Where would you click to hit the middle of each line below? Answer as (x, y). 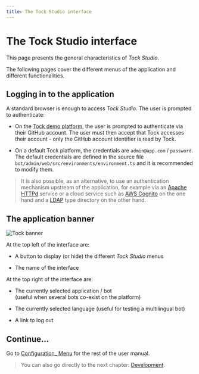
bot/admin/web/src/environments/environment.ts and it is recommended (104, 163)
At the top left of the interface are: (48, 245)
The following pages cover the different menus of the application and (91, 69)
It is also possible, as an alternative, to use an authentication (95, 181)
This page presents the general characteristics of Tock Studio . (83, 58)
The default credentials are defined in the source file (79, 157)
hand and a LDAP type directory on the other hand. (83, 200)
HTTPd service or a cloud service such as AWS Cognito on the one (103, 194)
